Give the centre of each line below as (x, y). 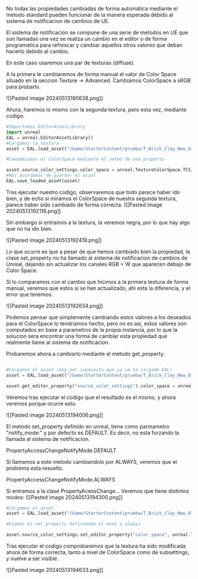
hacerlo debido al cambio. (38, 51)
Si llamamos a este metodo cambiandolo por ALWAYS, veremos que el (92, 462)
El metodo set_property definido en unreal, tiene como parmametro (88, 426)
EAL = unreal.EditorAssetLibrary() (50, 138)
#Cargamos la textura (33, 143)
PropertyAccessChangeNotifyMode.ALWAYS (61, 479)
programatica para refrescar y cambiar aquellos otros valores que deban (94, 45)
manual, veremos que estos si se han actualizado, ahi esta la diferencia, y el (98, 288)
